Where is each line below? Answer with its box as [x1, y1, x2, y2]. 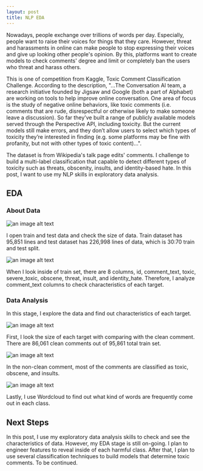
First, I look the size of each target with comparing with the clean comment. [6, 333, 195, 341]
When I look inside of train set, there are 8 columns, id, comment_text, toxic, [6, 268, 196, 276]
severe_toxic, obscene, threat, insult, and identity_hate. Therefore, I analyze [6, 275, 195, 282]
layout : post [6, 8, 39, 15]
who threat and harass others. [6, 63, 82, 70]
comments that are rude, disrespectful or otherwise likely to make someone [6, 107, 195, 115]
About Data [6, 206, 41, 215]
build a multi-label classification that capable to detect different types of [6, 158, 187, 165]
